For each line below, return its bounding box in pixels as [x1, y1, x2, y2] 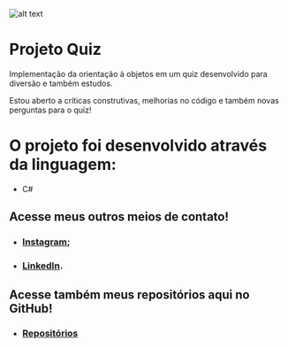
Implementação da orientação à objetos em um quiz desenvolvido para [9, 68, 268, 79]
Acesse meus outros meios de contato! [9, 209, 230, 225]
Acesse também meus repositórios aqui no [9, 287, 250, 302]
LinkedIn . [21, 259, 64, 272]
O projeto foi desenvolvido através [9, 135, 268, 156]
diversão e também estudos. [9, 78, 113, 89]
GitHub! [9, 301, 53, 316]
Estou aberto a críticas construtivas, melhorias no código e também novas [9, 95, 280, 105]
